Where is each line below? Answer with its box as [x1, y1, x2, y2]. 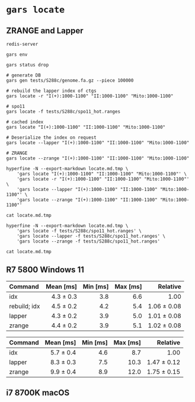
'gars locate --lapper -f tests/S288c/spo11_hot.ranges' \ [17, 233, 166, 239]
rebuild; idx [9, 302, 40, 310]
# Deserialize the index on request [6, 135, 97, 141]
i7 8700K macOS [6, 388, 70, 398]
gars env [6, 52, 28, 58]
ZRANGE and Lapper [6, 25, 84, 36]
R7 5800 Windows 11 [6, 265, 85, 275]
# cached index [6, 119, 44, 125]
